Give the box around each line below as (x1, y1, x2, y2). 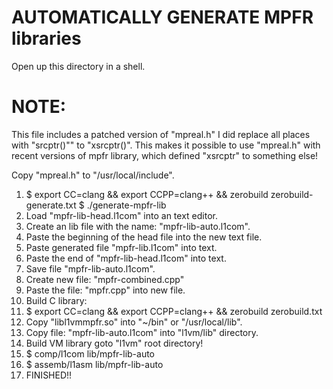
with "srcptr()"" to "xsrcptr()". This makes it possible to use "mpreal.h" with (11, 139, 321, 151)
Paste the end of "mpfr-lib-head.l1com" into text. (25, 252, 227, 264)
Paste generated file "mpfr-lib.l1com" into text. (25, 241, 218, 253)
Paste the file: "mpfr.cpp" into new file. (25, 284, 186, 296)
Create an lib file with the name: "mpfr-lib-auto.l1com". (25, 220, 251, 232)
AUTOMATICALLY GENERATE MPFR (11, 6, 314, 29)
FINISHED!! (25, 369, 73, 381)
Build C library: (25, 294, 88, 306)
